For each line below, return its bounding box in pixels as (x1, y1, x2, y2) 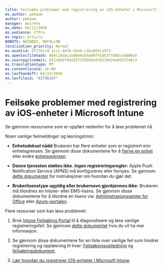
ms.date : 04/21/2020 (5, 26, 48, 30)
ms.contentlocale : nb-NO (5, 67, 56, 72)
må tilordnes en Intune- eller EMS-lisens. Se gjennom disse (12, 188, 133, 194)
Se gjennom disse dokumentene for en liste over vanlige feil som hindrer (12, 237, 159, 243)
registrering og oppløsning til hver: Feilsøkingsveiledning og (12, 242, 134, 248)
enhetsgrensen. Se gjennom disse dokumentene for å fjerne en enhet (12, 148, 153, 154)
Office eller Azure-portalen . (12, 198, 68, 204)
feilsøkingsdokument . (12, 248, 56, 254)
